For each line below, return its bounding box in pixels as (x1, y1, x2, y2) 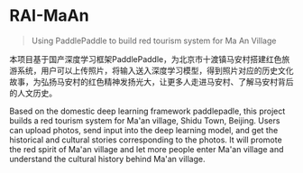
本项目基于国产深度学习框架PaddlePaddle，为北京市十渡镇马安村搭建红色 (9, 53, 282, 64)
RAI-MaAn (9, 5, 89, 26)
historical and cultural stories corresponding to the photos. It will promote (9, 134, 282, 145)
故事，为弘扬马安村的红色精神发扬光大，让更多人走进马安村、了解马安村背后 (9, 76, 294, 86)
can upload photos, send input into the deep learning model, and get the (9, 124, 279, 135)
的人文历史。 (9, 87, 57, 98)
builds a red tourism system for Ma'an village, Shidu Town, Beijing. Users (9, 114, 280, 126)
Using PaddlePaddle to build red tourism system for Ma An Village (31, 35, 277, 46)
